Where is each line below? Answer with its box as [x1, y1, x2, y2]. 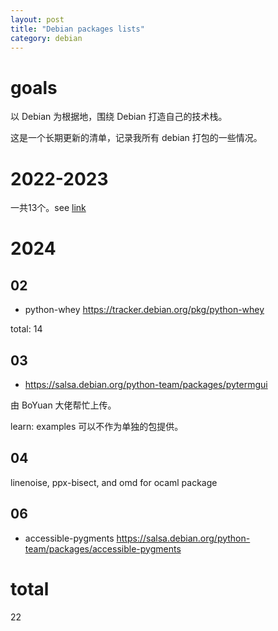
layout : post [10, 14, 65, 25]
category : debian [10, 33, 83, 43]
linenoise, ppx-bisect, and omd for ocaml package [10, 476, 218, 488]
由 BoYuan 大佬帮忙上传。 [10, 399, 117, 411]
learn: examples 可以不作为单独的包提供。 [10, 421, 184, 433]
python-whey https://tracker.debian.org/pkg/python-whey [24, 304, 265, 316]
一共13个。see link [10, 202, 87, 214]
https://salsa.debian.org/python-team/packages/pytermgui [24, 379, 268, 391]
